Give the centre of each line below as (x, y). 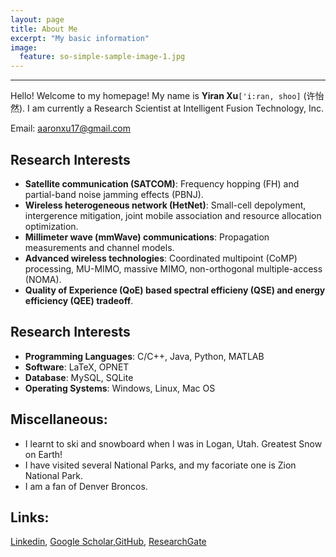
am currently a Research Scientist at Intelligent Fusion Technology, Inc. (178, 108)
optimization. (51, 226)
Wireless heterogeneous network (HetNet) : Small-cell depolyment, (165, 205)
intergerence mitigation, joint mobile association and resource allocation (173, 215)
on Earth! (43, 454)
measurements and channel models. (99, 247)
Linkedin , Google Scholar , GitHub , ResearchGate (108, 542)
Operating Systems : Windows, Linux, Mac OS (120, 388)
